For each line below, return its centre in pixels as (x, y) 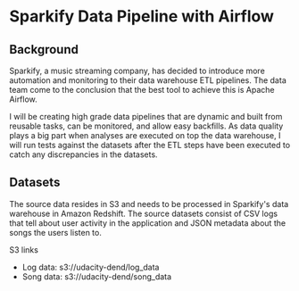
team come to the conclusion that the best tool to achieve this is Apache (142, 90)
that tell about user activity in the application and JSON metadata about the (148, 223)
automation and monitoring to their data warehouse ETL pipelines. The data (148, 80)
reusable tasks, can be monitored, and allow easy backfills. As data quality (146, 126)
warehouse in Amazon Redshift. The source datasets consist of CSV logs (144, 213)
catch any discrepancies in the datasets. (83, 154)
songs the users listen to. (56, 232)
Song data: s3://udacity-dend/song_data (97, 276)
